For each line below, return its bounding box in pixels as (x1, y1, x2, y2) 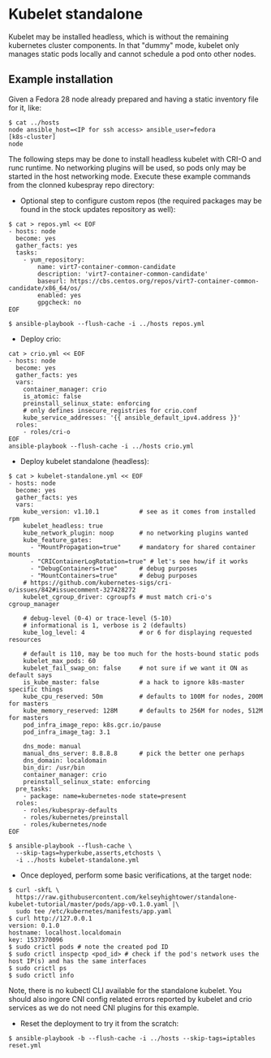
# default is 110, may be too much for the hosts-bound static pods (23, 649, 260, 658)
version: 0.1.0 (8, 921, 60, 930)
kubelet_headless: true (23, 522, 104, 530)
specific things (8, 685, 63, 693)
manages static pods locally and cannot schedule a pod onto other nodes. (8, 49, 256, 59)
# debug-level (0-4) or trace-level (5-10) (23, 614, 173, 622)
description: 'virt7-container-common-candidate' (37, 270, 209, 278)
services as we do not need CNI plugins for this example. (8, 1003, 200, 1012)
